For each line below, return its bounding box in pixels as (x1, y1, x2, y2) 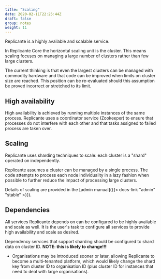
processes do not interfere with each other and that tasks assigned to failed (5, 120, 156, 126)
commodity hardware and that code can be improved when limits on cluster (5, 73, 156, 79)
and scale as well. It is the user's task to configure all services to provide (5, 224, 150, 230)
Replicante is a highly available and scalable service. (5, 38, 110, 44)
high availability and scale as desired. (5, 229, 80, 235)
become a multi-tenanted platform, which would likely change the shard (12, 258, 156, 264)
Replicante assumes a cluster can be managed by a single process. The (5, 167, 148, 173)
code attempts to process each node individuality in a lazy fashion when (5, 172, 149, 178)
